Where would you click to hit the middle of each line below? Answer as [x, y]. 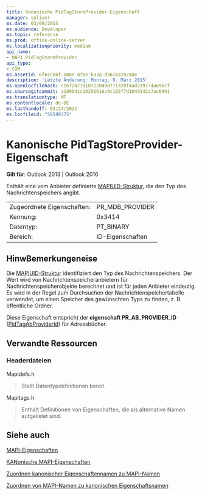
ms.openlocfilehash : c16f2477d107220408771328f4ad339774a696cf [88, 86]
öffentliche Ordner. [30, 306]
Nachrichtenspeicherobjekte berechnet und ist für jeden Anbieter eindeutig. [101, 286]
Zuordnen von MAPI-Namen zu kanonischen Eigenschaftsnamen [87, 485]
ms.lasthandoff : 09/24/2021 [42, 108]
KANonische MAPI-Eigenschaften [48, 461]
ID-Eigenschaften [122, 237]
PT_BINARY [113, 227]
